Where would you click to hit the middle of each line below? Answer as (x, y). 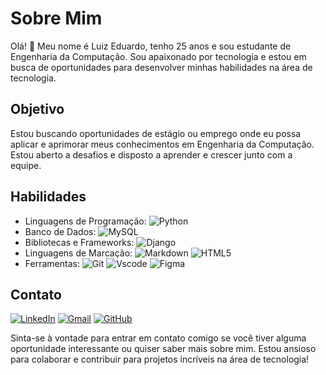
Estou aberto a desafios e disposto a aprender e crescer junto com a (151, 154)
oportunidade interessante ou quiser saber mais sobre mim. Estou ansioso (163, 349)
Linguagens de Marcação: (78, 253)
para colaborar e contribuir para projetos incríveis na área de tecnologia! (160, 359)
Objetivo (37, 109)
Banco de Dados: (60, 231)
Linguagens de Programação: (85, 221)
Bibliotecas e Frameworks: (79, 242)
